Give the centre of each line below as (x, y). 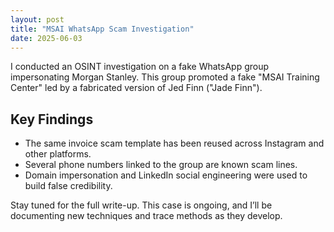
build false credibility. (68, 186)
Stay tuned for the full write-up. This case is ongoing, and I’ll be (141, 205)
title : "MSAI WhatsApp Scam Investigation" (102, 29)
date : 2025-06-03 (46, 38)
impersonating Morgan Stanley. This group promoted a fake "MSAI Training (165, 77)
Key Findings (52, 119)
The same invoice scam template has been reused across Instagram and (174, 143)
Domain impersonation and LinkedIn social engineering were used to (166, 175)
